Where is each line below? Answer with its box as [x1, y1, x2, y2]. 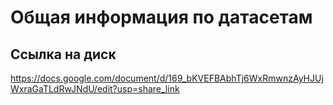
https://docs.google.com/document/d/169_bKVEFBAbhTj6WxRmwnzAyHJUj [10, 72, 324, 84]
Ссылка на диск [10, 46, 117, 63]
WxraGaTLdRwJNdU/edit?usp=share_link [10, 83, 180, 95]
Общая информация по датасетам [10, 6, 313, 29]
